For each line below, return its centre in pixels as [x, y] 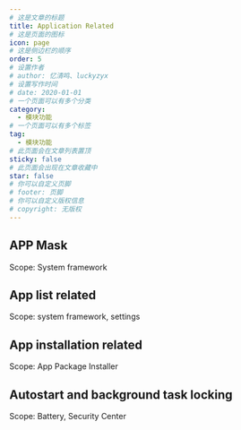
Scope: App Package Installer [64, 366]
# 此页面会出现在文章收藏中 [54, 168]
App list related [53, 295]
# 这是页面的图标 [37, 34]
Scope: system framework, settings [75, 317]
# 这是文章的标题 [37, 17]
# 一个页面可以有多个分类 [50, 101]
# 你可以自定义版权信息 [47, 201]
